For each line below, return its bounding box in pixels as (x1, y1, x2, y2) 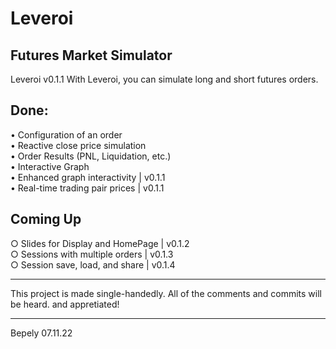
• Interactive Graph (10, 160, 90, 172)
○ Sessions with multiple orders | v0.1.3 (10, 248, 174, 260)
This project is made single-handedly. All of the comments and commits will (10, 287, 322, 299)
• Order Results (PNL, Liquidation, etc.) (10, 150, 172, 162)
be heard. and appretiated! (10, 298, 120, 310)
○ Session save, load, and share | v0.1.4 (10, 258, 176, 271)
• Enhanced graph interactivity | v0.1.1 (10, 171, 166, 183)
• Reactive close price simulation (10, 139, 147, 151)
